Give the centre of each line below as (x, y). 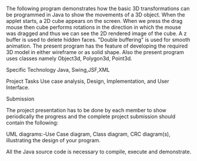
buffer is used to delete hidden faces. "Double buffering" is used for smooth (98, 40)
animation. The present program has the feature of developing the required (97, 46)
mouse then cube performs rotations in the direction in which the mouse (94, 27)
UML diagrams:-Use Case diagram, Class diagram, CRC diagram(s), (88, 134)
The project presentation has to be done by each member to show (86, 110)
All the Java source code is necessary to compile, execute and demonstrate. (99, 152)
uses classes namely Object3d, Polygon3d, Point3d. (69, 58)
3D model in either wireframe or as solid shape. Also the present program (95, 52)
